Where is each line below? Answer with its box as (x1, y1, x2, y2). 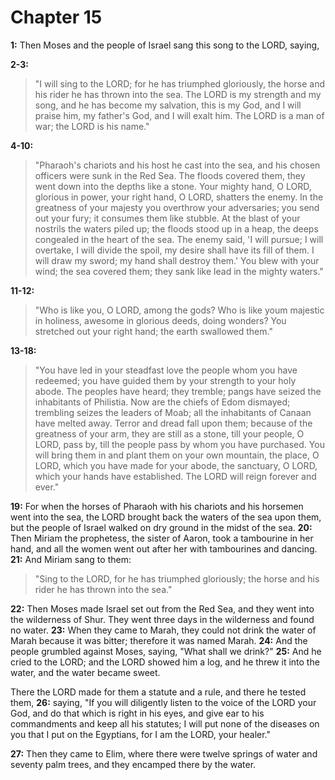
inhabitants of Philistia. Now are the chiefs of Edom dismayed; (34, 396, 291, 408)
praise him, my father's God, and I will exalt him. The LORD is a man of (34, 109, 325, 121)
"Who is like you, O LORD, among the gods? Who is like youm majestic (34, 304, 325, 316)
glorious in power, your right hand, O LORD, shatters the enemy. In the (34, 191, 324, 203)
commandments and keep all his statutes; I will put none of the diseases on (10, 717, 320, 730)
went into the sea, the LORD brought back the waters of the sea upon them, (10, 511, 322, 523)
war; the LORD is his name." (34, 120, 150, 132)
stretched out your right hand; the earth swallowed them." (34, 325, 273, 337)
